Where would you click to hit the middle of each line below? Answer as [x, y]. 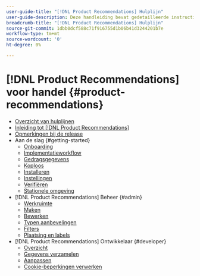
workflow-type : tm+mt [33, 34]
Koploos [34, 165]
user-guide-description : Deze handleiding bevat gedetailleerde [87, 17]
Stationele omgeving [49, 190]
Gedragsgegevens [46, 159]
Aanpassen [37, 260]
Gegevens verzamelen [51, 254]
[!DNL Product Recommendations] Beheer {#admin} [79, 197]
